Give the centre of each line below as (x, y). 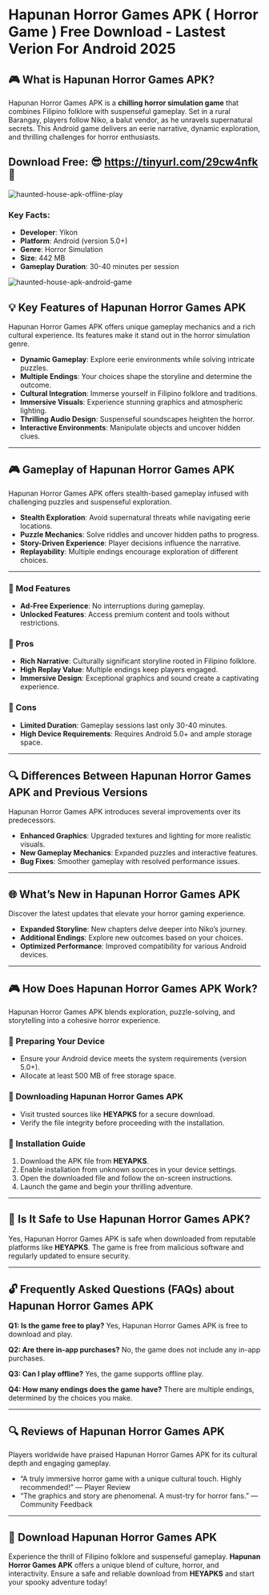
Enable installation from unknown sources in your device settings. (128, 1169)
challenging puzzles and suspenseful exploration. (90, 502)
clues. (30, 436)
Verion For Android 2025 (92, 49)
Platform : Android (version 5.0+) (74, 241)
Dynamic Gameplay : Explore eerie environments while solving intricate (137, 359)
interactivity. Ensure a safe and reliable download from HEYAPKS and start (131, 1574)
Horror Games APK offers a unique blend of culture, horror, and (114, 1565)
